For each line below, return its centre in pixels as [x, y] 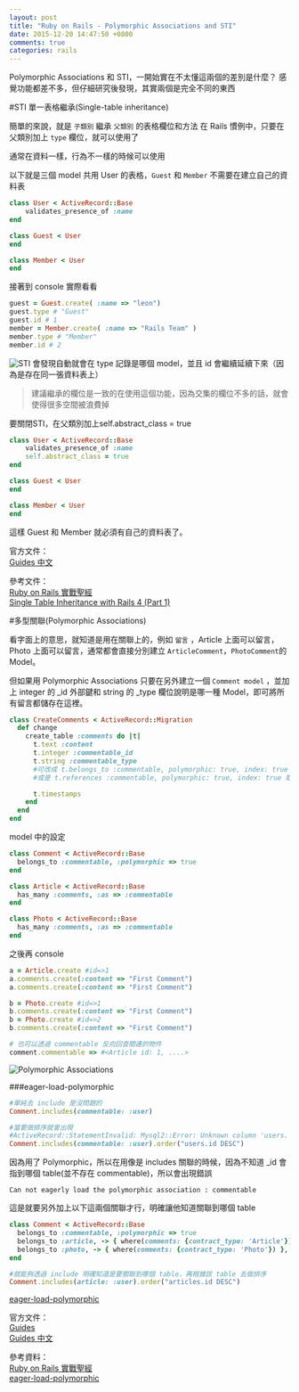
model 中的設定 [37, 837]
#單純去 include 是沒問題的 [56, 1103]
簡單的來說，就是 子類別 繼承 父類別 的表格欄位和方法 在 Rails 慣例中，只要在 [147, 127]
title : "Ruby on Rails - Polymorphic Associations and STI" [123, 26]
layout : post [33, 17]
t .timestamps [57, 794]
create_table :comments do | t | [83, 736]
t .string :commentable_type [85, 761]
